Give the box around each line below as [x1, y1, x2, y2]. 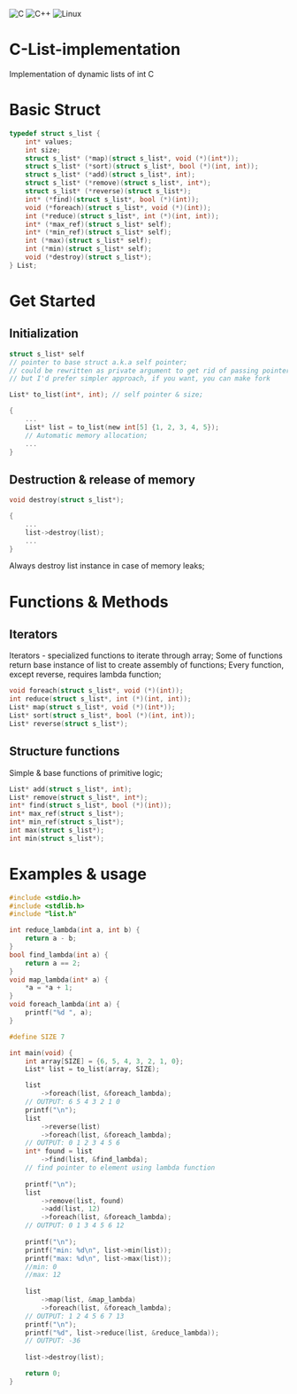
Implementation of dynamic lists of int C [9, 68, 155, 79]
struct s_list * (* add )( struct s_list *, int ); [25, 170, 196, 179]
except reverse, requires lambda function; [9, 670, 162, 680]
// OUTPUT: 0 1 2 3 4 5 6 [25, 1139, 121, 1147]
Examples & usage [9, 864, 148, 884]
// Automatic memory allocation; [25, 431, 148, 440]
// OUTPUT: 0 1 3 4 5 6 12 [25, 1221, 125, 1230]
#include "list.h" [9, 910, 77, 919]
